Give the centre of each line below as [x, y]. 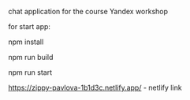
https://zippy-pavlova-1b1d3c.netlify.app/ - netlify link [95, 87]
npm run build [31, 57]
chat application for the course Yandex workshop [88, 11]
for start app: [30, 26]
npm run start [30, 72]
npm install [26, 42]
